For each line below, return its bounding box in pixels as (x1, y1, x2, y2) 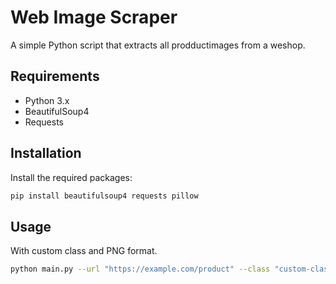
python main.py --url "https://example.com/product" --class (10, 264, 271, 275)
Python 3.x (24, 94, 70, 106)
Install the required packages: (10, 171, 133, 183)
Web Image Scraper (10, 6, 178, 29)
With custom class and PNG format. (10, 245, 158, 257)
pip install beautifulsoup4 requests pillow (10, 191, 199, 201)
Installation (10, 145, 82, 162)
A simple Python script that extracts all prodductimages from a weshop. (10, 39, 306, 51)
